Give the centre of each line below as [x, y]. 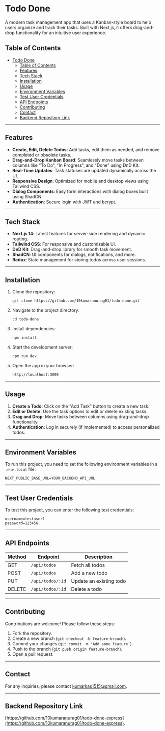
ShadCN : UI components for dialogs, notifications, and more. [74, 254]
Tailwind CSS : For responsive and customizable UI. [64, 244]
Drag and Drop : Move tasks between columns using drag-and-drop [81, 416]
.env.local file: [20, 469]
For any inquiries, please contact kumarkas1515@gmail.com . [66, 686]
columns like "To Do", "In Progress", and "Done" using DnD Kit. [76, 165]
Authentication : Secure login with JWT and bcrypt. [64, 202]
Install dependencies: [34, 328]
